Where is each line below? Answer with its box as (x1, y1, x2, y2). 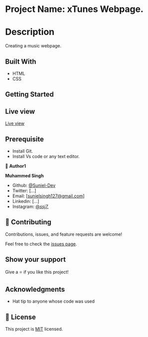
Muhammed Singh (5, 172, 44, 178)
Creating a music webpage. (5, 43, 62, 49)
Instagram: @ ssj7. (12, 203, 49, 209)
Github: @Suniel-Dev (12, 182, 56, 188)
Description (5, 26, 55, 38)
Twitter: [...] (12, 187, 36, 193)
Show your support (5, 255, 66, 264)
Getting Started (5, 90, 54, 99)
